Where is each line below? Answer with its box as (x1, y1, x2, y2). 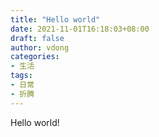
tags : (10, 71, 33, 81)
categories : (10, 52, 60, 62)
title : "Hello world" (10, 14, 101, 25)
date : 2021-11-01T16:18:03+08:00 (10, 24, 150, 34)
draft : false (10, 33, 65, 43)
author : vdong (10, 42, 70, 53)
